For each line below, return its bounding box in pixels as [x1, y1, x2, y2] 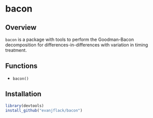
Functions [5, 62, 38, 71]
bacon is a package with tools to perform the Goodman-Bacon [5, 36, 134, 42]
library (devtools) [5, 103, 44, 108]
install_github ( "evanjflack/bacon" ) [5, 108, 83, 113]
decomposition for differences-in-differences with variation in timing [5, 42, 148, 48]
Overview [5, 23, 37, 32]
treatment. [5, 47, 27, 53]
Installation [5, 90, 42, 98]
